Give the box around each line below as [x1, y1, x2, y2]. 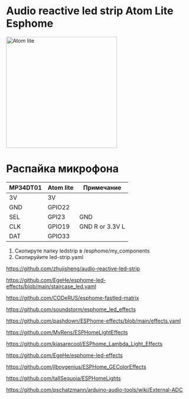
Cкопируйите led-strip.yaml [14, 253, 84, 260]
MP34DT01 [9, 183, 43, 191]
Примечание [83, 183, 122, 191]
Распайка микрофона [6, 162, 119, 175]
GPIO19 [47, 222, 70, 231]
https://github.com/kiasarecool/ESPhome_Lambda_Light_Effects [6, 340, 163, 347]
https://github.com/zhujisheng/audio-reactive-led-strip [6, 265, 140, 272]
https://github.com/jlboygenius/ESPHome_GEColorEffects [6, 363, 146, 370]
